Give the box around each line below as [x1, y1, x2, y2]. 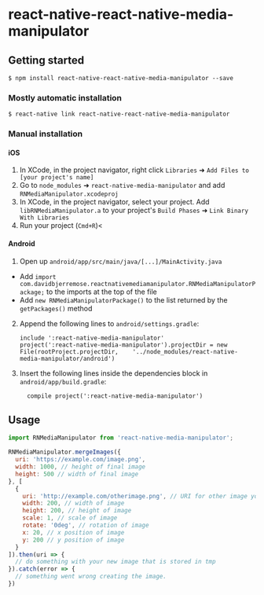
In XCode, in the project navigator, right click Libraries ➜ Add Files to [19, 165, 250, 174]
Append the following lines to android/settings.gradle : [19, 318, 200, 328]
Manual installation [8, 128, 83, 139]
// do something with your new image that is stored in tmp [15, 558, 216, 566]
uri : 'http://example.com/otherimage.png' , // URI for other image [22, 492, 247, 500]
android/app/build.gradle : [19, 376, 107, 386]
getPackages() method [19, 303, 93, 313]
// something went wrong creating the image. [15, 572, 167, 581]
